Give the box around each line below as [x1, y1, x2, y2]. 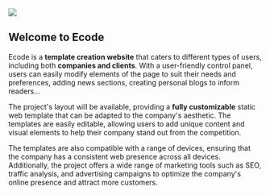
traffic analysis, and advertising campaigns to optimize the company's [8, 168, 242, 178]
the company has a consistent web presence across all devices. [8, 151, 222, 161]
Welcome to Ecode [8, 31, 105, 44]
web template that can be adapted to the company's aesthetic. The [8, 110, 231, 120]
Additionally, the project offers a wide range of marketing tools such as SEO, [8, 160, 262, 170]
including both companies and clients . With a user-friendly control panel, [8, 60, 253, 70]
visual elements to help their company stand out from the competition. [8, 127, 242, 137]
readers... [8, 86, 40, 96]
